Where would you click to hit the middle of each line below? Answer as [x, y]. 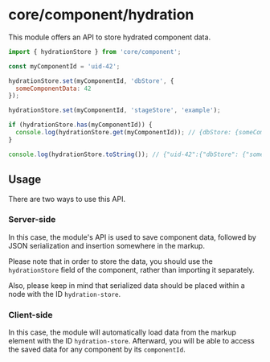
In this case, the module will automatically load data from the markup [123, 332]
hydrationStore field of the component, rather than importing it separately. [131, 269]
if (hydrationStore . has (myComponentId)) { [80, 125]
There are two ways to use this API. [67, 199]
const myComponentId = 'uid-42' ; [64, 66]
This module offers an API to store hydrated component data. [110, 37]
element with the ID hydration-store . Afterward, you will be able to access [131, 341]
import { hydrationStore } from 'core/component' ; [95, 51]
